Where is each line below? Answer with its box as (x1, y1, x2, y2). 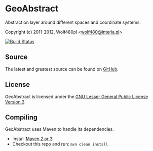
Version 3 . (5, 99, 26, 104)
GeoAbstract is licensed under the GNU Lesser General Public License (5, 94, 148, 100)
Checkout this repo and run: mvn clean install (12, 141, 108, 147)
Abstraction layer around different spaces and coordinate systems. (5, 19, 141, 25)
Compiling (5, 113, 38, 121)
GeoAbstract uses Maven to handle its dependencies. (5, 126, 114, 132)
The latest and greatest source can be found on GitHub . (5, 66, 118, 72)
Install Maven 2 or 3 (12, 136, 53, 142)
